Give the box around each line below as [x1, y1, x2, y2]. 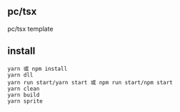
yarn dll [7, 71, 34, 79]
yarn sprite [7, 97, 43, 105]
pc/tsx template [7, 24, 54, 33]
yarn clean [7, 85, 40, 92]
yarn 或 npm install [7, 65, 68, 72]
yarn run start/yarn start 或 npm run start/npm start [7, 79, 173, 86]
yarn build [7, 91, 40, 99]
